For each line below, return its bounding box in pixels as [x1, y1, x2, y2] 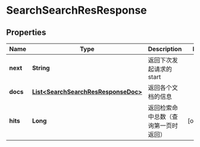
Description [148, 45, 182, 53]
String [32, 64, 50, 72]
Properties [6, 27, 46, 37]
